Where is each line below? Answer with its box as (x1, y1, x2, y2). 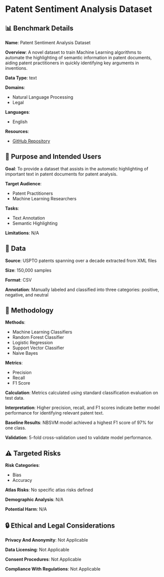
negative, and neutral (5, 291, 49, 297)
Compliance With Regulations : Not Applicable (5, 566, 101, 572)
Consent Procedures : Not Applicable (5, 557, 82, 563)
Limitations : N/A (5, 230, 39, 236)
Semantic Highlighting (12, 220, 58, 226)
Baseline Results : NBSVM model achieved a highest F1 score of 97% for (5, 420, 154, 426)
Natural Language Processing (12, 94, 74, 100)
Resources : (5, 129, 29, 134)
